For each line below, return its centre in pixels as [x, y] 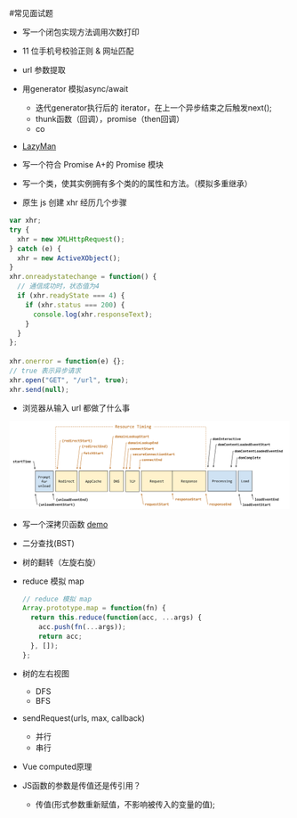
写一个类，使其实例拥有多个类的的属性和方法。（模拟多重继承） [137, 184]
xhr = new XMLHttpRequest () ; [71, 239]
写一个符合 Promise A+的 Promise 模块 [93, 164]
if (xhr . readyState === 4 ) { [71, 296]
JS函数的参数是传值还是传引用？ [81, 785]
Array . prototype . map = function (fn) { [94, 609]
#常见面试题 [31, 13]
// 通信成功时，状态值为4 [58, 286]
